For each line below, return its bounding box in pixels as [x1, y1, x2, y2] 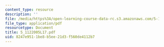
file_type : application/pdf [5, 21, 62, 26]
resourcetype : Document [5, 25, 54, 30]
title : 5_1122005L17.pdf [5, 30, 56, 35]
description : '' [5, 12, 38, 17]
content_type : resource [5, 7, 54, 12]
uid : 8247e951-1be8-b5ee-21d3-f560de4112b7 [5, 35, 95, 40]
